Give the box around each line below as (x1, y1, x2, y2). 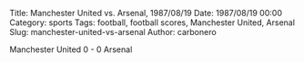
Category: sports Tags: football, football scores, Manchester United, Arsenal (9, 17, 296, 28)
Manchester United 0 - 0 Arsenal (9, 44, 133, 55)
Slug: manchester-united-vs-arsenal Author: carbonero (9, 27, 217, 37)
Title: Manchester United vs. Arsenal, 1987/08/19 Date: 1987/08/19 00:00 (9, 8, 282, 18)
